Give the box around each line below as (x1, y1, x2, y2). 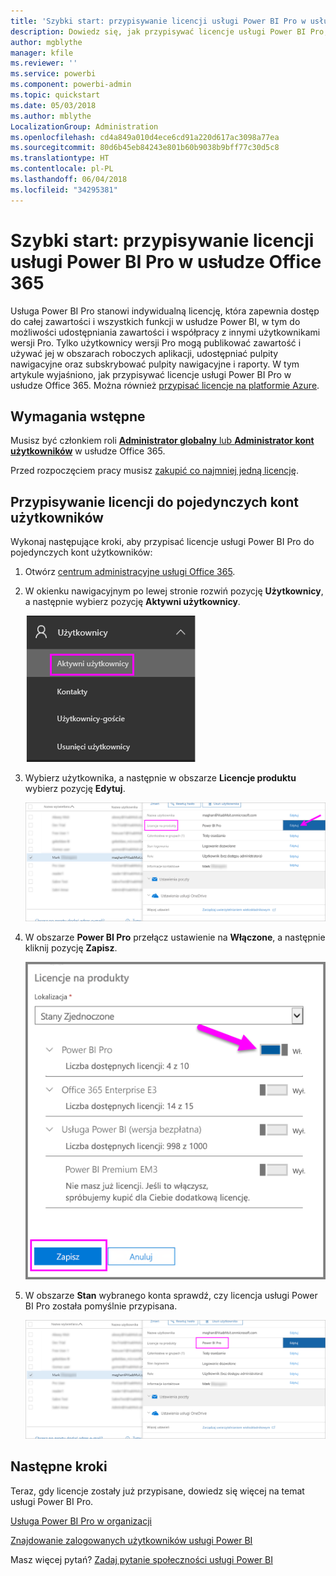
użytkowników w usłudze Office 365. (10, 445, 166, 457)
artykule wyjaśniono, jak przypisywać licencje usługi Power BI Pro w (10, 368, 292, 380)
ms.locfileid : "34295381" (10, 185, 118, 195)
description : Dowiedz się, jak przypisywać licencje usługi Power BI (10, 26, 307, 37)
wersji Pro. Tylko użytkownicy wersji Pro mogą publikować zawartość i (10, 336, 302, 349)
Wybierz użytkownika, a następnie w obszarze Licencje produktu (24, 772, 297, 784)
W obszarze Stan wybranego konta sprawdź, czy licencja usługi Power (24, 1290, 318, 1302)
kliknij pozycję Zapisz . (24, 942, 118, 954)
